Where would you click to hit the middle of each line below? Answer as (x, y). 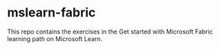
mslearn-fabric (52, 13)
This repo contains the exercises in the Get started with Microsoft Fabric (110, 32)
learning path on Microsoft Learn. (55, 38)
